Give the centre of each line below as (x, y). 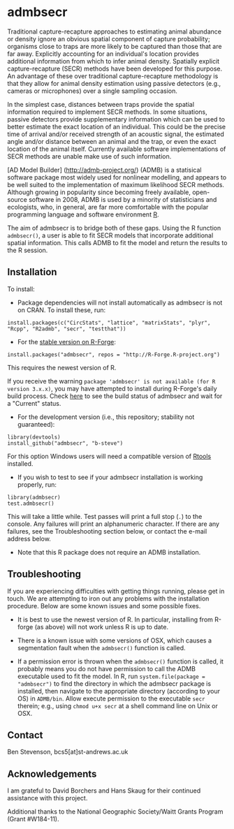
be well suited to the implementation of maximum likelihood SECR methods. (116, 184)
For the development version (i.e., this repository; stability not (106, 417)
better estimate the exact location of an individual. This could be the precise (116, 126)
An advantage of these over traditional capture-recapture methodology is (113, 76)
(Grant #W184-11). (33, 819)
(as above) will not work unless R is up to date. (102, 626)
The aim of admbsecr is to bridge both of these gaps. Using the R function (114, 228)
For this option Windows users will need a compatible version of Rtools (109, 456)
